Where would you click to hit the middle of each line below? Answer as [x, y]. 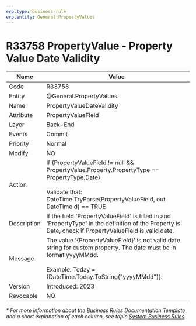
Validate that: [64, 192]
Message [22, 259]
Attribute [21, 115]
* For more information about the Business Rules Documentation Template [96, 310]
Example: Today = [71, 270]
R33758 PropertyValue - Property [90, 46]
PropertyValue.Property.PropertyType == [103, 170]
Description [25, 224]
